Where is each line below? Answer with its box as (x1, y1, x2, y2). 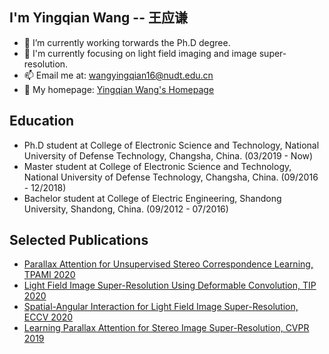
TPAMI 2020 (23, 269, 76, 281)
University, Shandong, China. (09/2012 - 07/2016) (23, 203, 229, 215)
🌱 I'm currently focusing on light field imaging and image (23, 47, 257, 59)
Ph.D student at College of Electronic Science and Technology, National (23, 139, 320, 151)
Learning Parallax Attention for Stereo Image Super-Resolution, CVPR (23, 322, 310, 334)
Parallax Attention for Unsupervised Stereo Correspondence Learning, (23, 258, 314, 270)
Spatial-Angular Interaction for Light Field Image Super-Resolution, (23, 301, 299, 313)
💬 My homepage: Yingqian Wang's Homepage (23, 83, 215, 95)
